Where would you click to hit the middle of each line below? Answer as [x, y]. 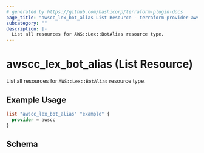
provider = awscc [34, 119]
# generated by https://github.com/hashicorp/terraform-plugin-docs [95, 12]
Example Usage [36, 100]
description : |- [27, 29]
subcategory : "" [27, 23]
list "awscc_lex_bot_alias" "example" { [58, 114]
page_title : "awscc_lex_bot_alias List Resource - [72, 18]
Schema [22, 144]
